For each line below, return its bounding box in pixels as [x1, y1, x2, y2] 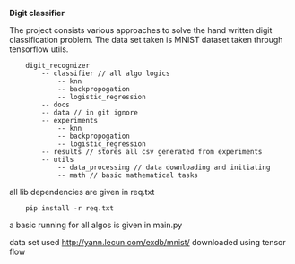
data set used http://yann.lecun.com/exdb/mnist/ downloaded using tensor [9, 237, 287, 247]
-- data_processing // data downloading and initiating [56, 163, 271, 172]
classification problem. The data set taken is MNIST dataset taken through [9, 35, 283, 45]
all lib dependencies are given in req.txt [9, 187, 155, 197]
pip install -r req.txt [25, 204, 115, 213]
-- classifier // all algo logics [41, 69, 170, 78]
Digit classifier [9, 8, 65, 18]
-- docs [41, 100, 70, 109]
